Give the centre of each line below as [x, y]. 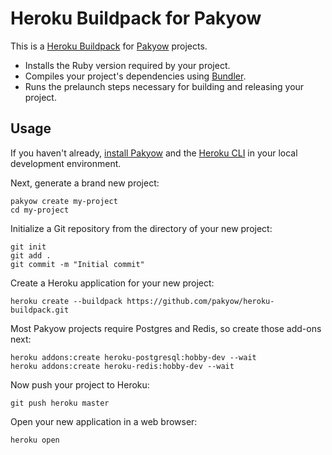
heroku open [35, 440]
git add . [31, 255]
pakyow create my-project [64, 201]
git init [28, 247]
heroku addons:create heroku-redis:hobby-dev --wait [122, 366]
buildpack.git [40, 310]
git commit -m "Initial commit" [77, 264]
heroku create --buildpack [66, 301]
